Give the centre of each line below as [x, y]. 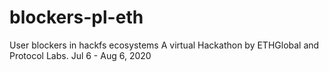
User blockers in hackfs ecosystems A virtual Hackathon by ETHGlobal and [164, 45]
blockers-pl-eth [76, 17]
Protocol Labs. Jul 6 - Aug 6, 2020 [80, 55]
